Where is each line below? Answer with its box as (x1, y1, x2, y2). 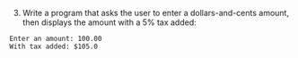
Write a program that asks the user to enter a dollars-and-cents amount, (22, 8, 290, 18)
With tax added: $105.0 (9, 42, 99, 51)
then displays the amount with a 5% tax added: (22, 17, 197, 28)
